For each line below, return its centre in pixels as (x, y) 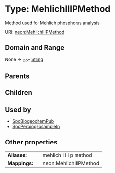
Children (19, 93)
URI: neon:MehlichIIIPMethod (35, 32)
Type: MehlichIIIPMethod (58, 9)
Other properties (31, 142)
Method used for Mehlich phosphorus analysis (52, 23)
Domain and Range (35, 48)
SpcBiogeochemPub (33, 121)
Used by (18, 109)
